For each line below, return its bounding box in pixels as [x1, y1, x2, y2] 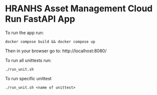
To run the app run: [5, 30, 44, 35]
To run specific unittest [5, 75, 52, 81]
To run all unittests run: [5, 57, 52, 63]
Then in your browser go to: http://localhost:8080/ [5, 48, 107, 54]
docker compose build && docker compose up [5, 39, 96, 44]
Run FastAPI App [5, 13, 75, 25]
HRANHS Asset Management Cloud [5, 3, 153, 14]
